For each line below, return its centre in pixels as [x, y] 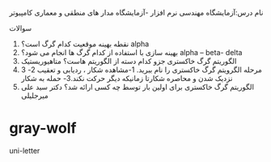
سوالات [21, 28]
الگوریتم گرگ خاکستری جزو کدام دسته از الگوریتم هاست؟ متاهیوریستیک [129, 61]
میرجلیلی [35, 96]
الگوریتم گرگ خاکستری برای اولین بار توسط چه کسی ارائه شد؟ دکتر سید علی [137, 87]
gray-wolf [43, 128]
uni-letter [25, 151]
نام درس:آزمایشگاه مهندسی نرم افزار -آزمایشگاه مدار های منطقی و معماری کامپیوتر [136, 13]
